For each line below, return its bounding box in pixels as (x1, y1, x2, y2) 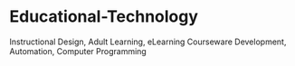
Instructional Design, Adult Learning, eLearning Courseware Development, (9, 36, 287, 47)
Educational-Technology (9, 6, 199, 27)
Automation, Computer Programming (9, 45, 147, 56)
